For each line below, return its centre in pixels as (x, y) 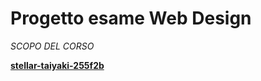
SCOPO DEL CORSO (52, 46)
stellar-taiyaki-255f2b (57, 65)
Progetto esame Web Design (131, 18)
